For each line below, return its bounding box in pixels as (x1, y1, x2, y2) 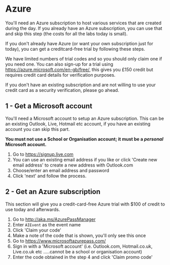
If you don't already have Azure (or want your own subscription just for (5, 40, 153, 46)
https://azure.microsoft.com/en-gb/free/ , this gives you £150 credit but (5, 67, 153, 73)
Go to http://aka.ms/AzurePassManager (12, 216, 96, 222)
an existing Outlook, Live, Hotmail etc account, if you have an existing (5, 120, 151, 127)
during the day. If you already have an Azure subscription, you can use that (5, 25, 162, 31)
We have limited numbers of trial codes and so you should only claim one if (5, 55, 162, 61)
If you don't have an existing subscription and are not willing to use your (5, 82, 156, 88)
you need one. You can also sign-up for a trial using (5, 61, 113, 67)
